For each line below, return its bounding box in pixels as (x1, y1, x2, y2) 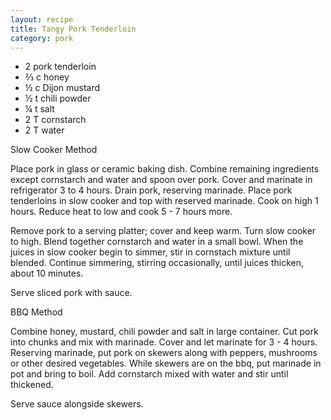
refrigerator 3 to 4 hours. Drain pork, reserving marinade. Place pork (10, 184, 293, 196)
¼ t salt (24, 103, 55, 115)
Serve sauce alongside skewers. (10, 398, 144, 410)
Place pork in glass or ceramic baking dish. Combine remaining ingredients (10, 163, 320, 175)
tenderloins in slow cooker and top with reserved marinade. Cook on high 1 (10, 195, 319, 207)
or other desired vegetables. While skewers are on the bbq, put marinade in (10, 357, 322, 370)
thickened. (10, 379, 54, 391)
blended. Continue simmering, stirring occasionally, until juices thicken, (10, 257, 304, 269)
